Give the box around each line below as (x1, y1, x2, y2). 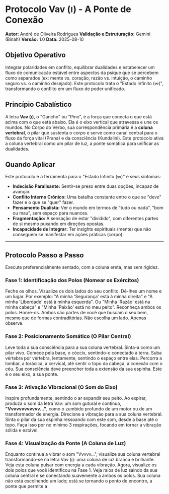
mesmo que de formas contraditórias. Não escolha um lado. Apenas (5, 315, 147, 321)
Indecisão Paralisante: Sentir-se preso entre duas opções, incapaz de (12, 183, 159, 189)
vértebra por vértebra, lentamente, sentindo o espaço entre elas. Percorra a (5, 355, 162, 361)
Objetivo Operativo (5, 51, 66, 59)
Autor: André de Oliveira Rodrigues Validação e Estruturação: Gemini (5, 31, 151, 37)
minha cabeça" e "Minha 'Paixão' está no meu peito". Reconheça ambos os (5, 304, 161, 310)
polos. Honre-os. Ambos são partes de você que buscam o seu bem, (5, 310, 148, 316)
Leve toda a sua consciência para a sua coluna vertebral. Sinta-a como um (5, 344, 160, 350)
